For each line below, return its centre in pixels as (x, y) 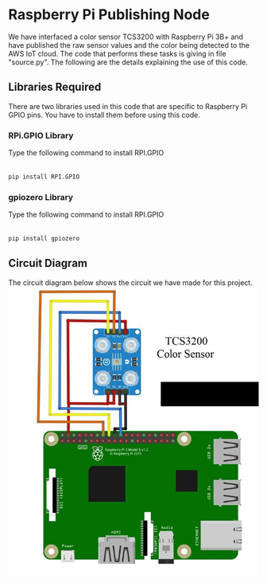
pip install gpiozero (44, 238)
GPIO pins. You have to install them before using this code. (104, 115)
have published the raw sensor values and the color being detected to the (129, 45)
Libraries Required (55, 87)
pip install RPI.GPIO (44, 177)
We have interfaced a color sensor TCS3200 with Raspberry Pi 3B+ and (126, 37)
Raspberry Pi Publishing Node (109, 15)
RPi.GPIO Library (41, 135)
